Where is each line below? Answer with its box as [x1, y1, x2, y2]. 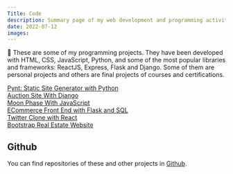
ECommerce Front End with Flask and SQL [7, 106, 128, 114]
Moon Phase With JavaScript [7, 98, 90, 107]
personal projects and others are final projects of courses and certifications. [7, 71, 225, 79]
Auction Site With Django [7, 92, 79, 100]
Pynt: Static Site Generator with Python [7, 84, 119, 92]
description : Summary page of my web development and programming [7, 17, 203, 24]
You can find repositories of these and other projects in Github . [7, 159, 187, 168]
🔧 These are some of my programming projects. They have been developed [7, 49, 223, 57]
